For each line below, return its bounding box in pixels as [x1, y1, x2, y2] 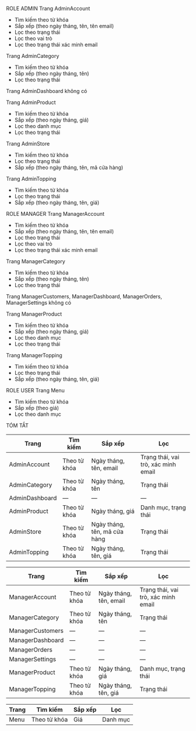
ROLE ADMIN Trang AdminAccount [6, 5, 90, 12]
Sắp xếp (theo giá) [14, 405, 60, 411]
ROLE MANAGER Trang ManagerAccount [6, 211, 105, 217]
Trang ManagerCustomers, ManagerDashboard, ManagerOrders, [6, 293, 162, 300]
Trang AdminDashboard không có [6, 88, 87, 94]
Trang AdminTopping [6, 175, 57, 182]
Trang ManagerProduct [6, 311, 62, 318]
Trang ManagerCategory [6, 258, 65, 265]
